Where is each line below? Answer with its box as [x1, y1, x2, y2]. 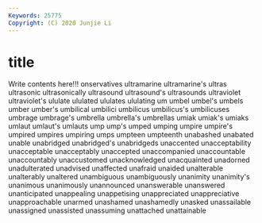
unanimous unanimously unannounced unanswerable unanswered [8, 180, 225, 190]
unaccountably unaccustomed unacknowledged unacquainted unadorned [8, 156, 250, 165]
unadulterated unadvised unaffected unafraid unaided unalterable [8, 163, 224, 173]
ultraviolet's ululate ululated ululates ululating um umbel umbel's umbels [8, 96, 244, 106]
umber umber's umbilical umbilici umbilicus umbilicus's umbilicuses [8, 105, 230, 114]
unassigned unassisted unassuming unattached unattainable [8, 206, 206, 215]
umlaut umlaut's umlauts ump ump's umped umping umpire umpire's [8, 121, 233, 131]
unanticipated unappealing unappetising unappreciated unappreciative [8, 189, 240, 198]
